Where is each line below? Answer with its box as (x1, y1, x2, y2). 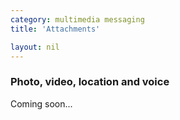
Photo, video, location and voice (10, 75, 170, 89)
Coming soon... (10, 97, 73, 110)
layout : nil (10, 42, 60, 52)
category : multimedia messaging (10, 14, 145, 25)
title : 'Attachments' (10, 24, 101, 34)
